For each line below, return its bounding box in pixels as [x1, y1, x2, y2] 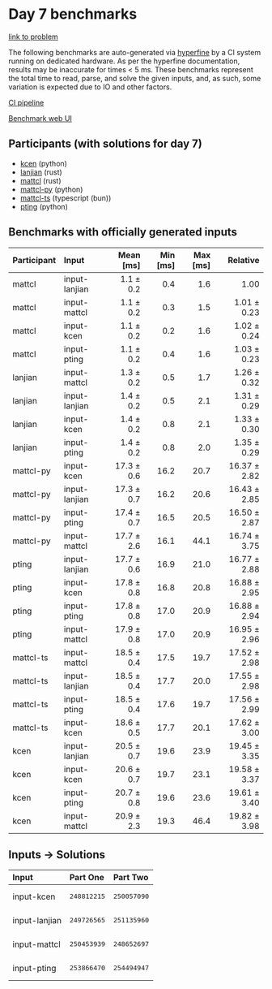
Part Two [113, 872, 149, 883]
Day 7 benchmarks [8, 5, 138, 24]
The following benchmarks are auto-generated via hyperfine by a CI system [8, 47, 261, 57]
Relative [227, 254, 260, 266]
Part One [69, 872, 104, 883]
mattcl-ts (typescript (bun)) [19, 192, 112, 203]
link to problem [8, 32, 58, 41]
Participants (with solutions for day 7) [8, 137, 202, 151]
